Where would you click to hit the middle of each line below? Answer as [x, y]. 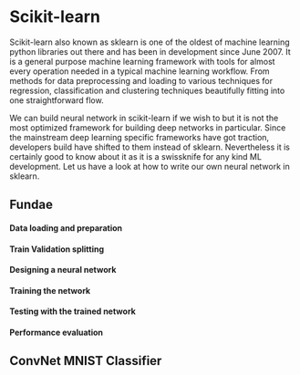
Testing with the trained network [73, 311]
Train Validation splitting [57, 249]
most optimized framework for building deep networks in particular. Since [148, 127]
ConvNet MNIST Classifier [86, 361]
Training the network [50, 290]
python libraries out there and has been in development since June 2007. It [150, 51]
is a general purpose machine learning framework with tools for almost [142, 61]
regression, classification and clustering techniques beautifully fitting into [147, 90]
